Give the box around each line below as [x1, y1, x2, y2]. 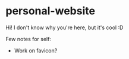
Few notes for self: [5, 35, 52, 42]
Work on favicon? [14, 46, 58, 54]
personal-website [5, 4, 96, 18]
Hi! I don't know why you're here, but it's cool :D [5, 24, 124, 31]
